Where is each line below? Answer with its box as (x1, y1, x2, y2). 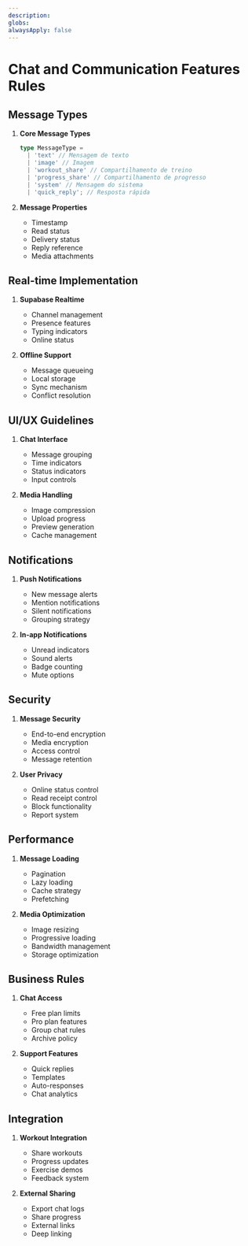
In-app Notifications (19, 629, 88, 639)
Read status (31, 226, 71, 235)
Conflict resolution (31, 391, 92, 400)
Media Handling (19, 490, 73, 500)
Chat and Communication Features (8, 60, 241, 78)
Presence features (31, 318, 92, 328)
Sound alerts (31, 653, 73, 662)
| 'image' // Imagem (27, 159, 94, 167)
